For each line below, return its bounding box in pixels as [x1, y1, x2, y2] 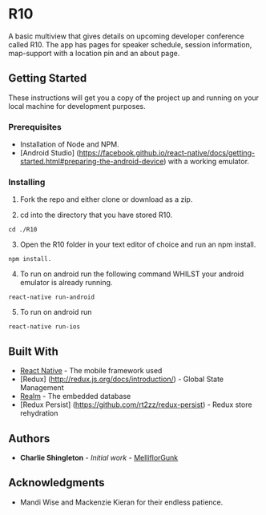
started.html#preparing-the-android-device [19, 157, 164, 167]
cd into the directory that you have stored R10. [19, 210, 173, 220]
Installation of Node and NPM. [19, 139, 119, 149]
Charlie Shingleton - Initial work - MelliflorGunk [19, 453, 179, 462]
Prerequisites [8, 121, 62, 132]
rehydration [19, 408, 58, 418]
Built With [8, 344, 58, 358]
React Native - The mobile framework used [19, 366, 163, 376]
